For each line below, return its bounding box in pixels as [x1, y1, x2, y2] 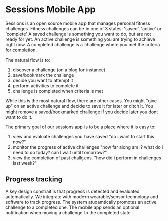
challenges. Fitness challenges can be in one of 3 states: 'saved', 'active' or [5, 25, 162, 31]
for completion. [5, 47, 37, 53]
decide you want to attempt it [12, 77, 74, 83]
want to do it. [5, 114, 33, 120]
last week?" [12, 160, 37, 166]
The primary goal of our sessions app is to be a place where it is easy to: [5, 124, 156, 130]
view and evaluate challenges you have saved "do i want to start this [12, 133, 155, 139]
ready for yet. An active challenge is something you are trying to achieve [5, 36, 156, 42]
